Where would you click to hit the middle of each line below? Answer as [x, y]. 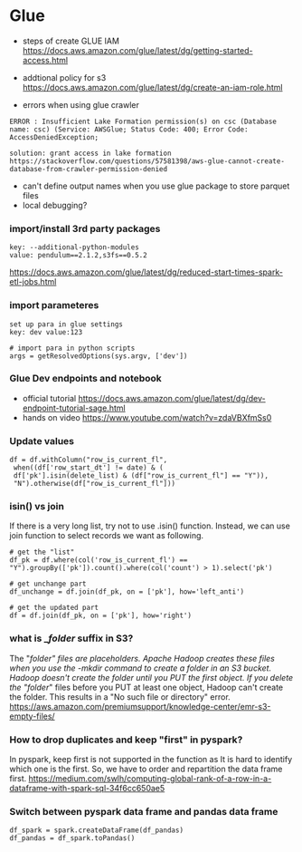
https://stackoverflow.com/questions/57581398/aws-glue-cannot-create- [147, 161]
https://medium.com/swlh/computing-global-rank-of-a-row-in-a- [150, 779]
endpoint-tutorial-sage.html [74, 408]
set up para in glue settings [66, 324]
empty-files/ [33, 716]
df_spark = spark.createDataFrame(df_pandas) [96, 830]
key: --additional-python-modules [75, 247]
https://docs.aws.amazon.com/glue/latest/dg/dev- [172, 398]
